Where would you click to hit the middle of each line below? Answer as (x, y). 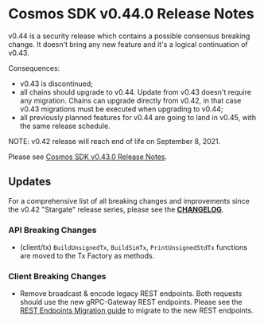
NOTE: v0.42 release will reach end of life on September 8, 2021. (115, 141)
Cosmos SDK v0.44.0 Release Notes (131, 14)
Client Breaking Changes (57, 276)
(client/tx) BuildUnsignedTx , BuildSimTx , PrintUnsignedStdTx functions (134, 247)
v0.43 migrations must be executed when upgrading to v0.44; (121, 109)
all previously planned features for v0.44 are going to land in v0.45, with (138, 117)
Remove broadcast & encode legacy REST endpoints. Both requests (131, 294)
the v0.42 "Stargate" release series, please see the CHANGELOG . (116, 209)
